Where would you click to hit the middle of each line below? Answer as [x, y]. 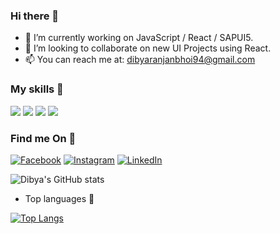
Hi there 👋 [35, 16]
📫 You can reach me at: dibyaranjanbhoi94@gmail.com [140, 60]
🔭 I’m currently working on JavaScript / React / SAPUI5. [139, 38]
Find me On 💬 [43, 138]
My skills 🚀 [37, 89]
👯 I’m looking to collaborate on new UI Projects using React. [148, 48]
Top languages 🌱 [59, 198]
